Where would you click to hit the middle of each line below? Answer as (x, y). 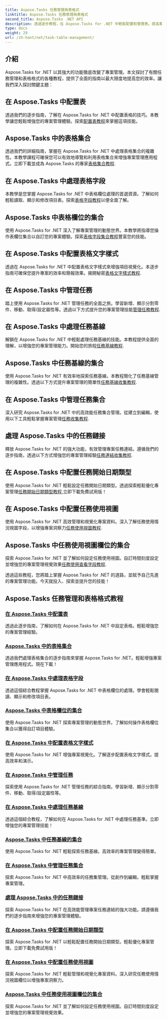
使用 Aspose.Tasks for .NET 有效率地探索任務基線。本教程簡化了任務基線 (80, 376)
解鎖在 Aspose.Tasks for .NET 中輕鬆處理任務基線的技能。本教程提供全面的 (82, 339)
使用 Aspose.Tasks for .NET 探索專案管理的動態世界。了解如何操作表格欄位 (82, 722)
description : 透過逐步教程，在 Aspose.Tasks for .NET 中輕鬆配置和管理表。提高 (82, 24)
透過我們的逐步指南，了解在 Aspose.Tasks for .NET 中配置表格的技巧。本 (80, 115)
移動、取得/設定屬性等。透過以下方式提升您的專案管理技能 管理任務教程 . (87, 309)
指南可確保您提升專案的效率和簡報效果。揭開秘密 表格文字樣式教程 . (73, 273)
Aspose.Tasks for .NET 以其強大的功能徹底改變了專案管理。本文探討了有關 (81, 72)
